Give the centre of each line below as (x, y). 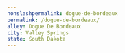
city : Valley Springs (38, 33)
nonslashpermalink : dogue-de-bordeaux (62, 13)
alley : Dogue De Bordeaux (44, 26)
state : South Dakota (37, 39)
